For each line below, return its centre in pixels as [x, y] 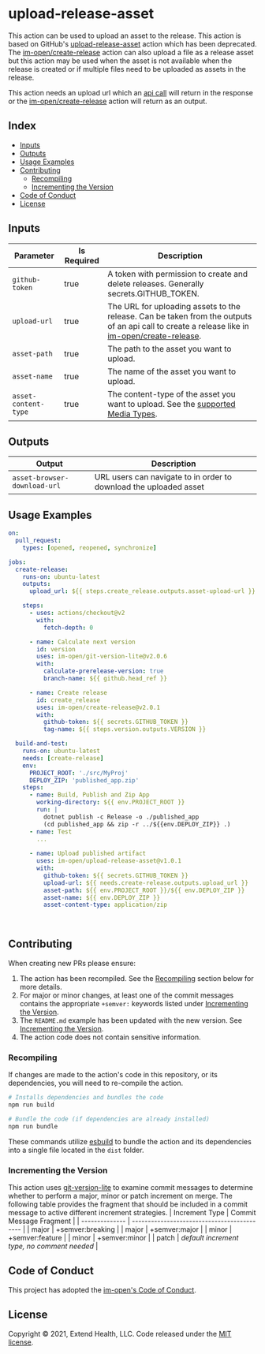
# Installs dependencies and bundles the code [86, 1098]
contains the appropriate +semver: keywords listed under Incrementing [134, 1003]
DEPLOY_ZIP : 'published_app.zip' [84, 780]
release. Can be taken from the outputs [180, 316]
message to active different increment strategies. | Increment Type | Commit [132, 1212]
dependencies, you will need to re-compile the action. [96, 1083]
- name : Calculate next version [82, 642]
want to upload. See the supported [172, 404]
